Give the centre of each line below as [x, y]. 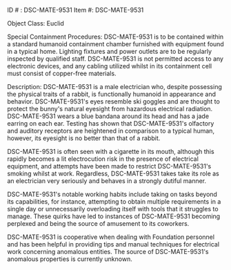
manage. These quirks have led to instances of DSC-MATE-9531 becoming [114, 216]
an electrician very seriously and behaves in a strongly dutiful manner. [107, 181]
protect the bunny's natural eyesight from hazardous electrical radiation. [110, 109]
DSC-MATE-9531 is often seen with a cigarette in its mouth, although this [111, 152]
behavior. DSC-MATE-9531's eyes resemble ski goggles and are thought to [114, 102]
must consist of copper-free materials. [62, 73]
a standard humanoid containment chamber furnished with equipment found [115, 44]
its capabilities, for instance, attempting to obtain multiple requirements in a [114, 202]
